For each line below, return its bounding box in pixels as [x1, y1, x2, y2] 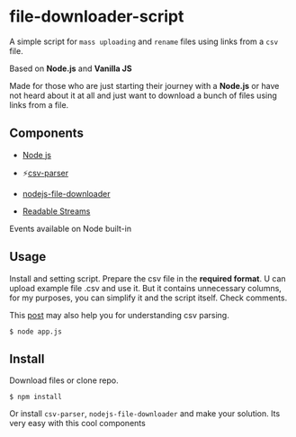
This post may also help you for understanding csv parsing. [9, 309, 229, 320]
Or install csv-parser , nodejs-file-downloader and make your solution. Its [9, 408, 281, 419]
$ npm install [9, 393, 63, 402]
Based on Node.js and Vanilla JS [9, 63, 132, 74]
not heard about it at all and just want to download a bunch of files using [9, 90, 277, 101]
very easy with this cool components [9, 418, 146, 429]
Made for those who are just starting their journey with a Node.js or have [9, 80, 280, 91]
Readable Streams [22, 205, 91, 217]
